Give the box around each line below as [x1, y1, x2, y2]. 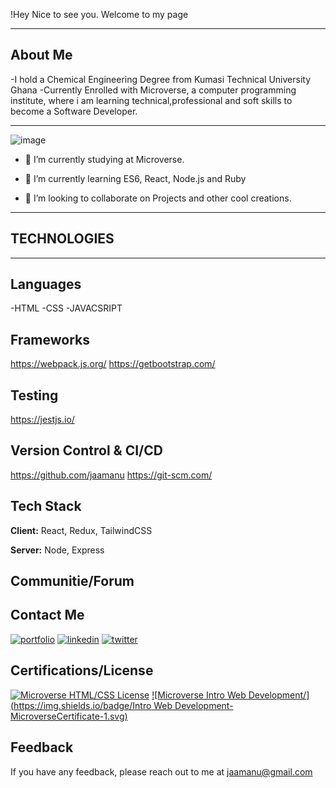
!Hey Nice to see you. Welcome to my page [10, 9, 189, 20]
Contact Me [10, 607, 85, 624]
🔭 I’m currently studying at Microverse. [24, 153, 185, 165]
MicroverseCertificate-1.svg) [10, 710, 128, 722]
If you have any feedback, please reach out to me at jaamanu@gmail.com [10, 765, 313, 778]
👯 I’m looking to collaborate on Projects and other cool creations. [24, 192, 292, 204]
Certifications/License [10, 662, 154, 679]
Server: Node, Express [10, 544, 105, 556]
